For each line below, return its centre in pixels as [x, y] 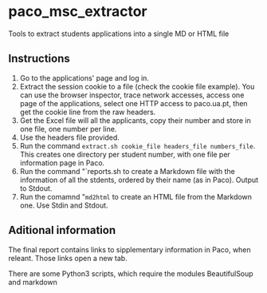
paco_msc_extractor [78, 12]
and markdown [33, 282]
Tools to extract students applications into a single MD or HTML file [119, 34]
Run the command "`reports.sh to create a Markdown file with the [127, 171]
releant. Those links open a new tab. [68, 258]
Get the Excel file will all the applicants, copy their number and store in [135, 120]
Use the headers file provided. [69, 137]
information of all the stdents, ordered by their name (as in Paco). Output [139, 180]
